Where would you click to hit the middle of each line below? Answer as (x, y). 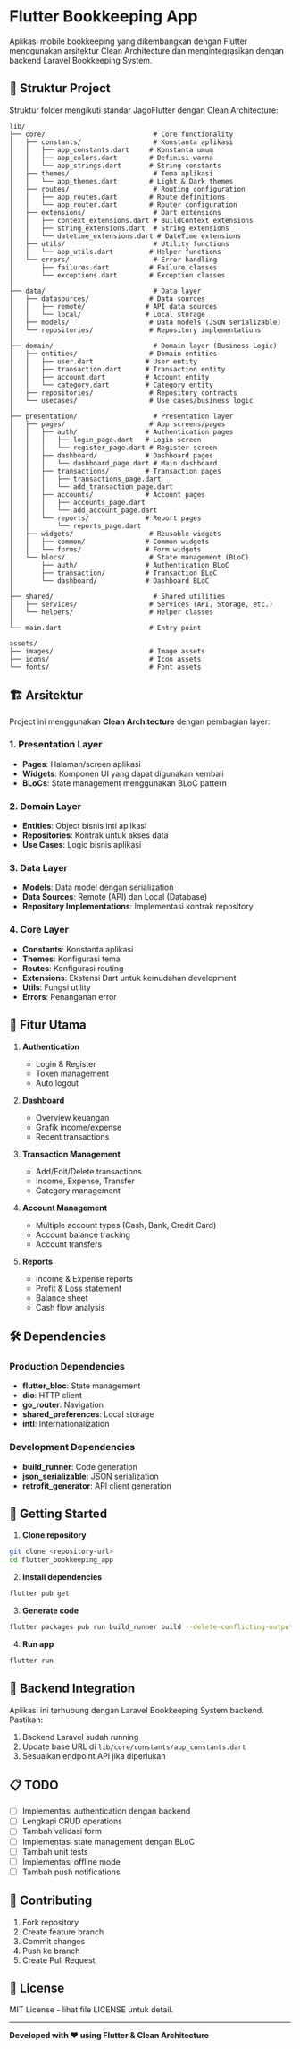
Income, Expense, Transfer (85, 1181)
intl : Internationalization (66, 1424)
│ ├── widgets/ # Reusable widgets (115, 534)
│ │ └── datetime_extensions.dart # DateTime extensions (125, 236)
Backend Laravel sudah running (80, 1737)
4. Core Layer (39, 930)
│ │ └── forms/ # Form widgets (105, 549)
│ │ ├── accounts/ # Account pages (107, 494)
